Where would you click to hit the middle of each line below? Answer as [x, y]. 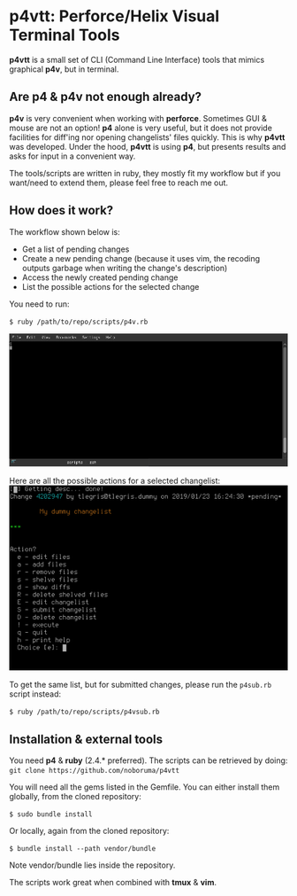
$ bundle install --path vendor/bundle [83, 849]
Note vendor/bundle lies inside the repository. [92, 865]
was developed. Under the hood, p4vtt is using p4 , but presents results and [148, 146]
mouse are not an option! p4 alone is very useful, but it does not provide [141, 128]
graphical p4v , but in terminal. [64, 69]
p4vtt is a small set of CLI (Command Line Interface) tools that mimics [137, 59]
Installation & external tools [86, 739]
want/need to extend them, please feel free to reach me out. [118, 183]
